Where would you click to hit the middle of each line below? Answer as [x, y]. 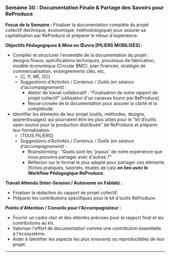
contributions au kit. [33, 223]
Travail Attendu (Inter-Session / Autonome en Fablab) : [64, 183]
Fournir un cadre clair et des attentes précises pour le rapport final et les [88, 218]
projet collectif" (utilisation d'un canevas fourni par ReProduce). [94, 98]
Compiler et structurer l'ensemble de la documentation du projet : [81, 55]
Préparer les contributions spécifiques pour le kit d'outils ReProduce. [84, 198]
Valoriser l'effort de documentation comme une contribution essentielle [87, 228]
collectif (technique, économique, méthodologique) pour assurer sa [76, 30]
